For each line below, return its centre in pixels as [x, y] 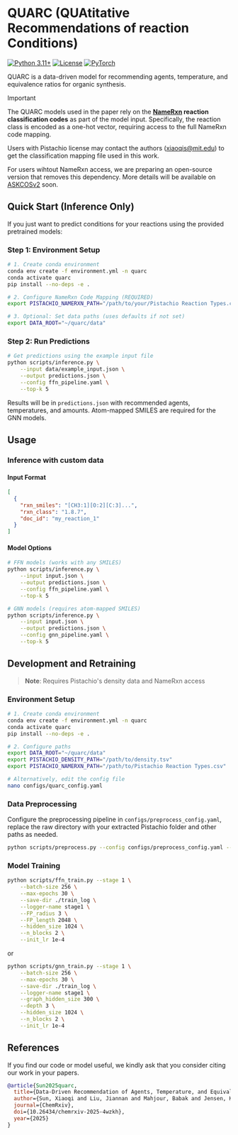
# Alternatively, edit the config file [66, 779]
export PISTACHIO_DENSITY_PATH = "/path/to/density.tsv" [90, 760]
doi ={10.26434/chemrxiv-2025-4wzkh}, [69, 1112]
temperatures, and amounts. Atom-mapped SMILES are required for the [112, 410]
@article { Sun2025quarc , [42, 1085]
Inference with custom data [56, 460]
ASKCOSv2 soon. [33, 184]
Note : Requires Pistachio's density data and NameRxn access [115, 681]
